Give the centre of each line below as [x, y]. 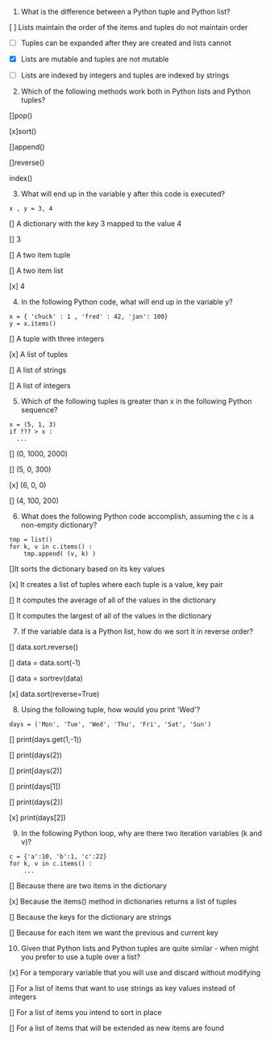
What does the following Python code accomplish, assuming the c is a [137, 517]
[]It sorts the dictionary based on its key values [87, 569]
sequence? [39, 410]
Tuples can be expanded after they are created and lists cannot [126, 43]
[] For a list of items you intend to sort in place [85, 1013]
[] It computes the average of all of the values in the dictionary [113, 600]
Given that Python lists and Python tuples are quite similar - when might [139, 949]
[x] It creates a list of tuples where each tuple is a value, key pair [116, 585]
